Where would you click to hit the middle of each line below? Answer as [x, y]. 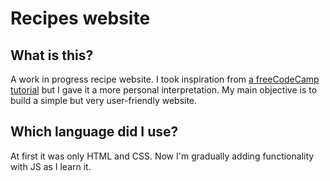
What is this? [52, 55]
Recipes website [80, 18]
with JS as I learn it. [51, 166]
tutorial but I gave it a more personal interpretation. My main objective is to [164, 90]
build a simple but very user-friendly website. [104, 100]
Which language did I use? [94, 132]
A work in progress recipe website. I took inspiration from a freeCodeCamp [165, 79]
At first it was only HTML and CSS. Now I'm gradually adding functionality [162, 156]
